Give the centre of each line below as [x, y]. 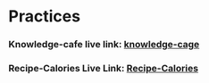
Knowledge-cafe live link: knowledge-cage [104, 45]
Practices [45, 17]
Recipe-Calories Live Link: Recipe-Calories [103, 69]
